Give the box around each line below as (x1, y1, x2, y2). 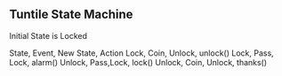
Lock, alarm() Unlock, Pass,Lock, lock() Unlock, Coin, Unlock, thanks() (9, 57, 268, 67)
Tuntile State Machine (9, 7, 133, 22)
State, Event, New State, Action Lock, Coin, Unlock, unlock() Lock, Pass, (9, 48, 274, 58)
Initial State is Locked (9, 30, 87, 41)
